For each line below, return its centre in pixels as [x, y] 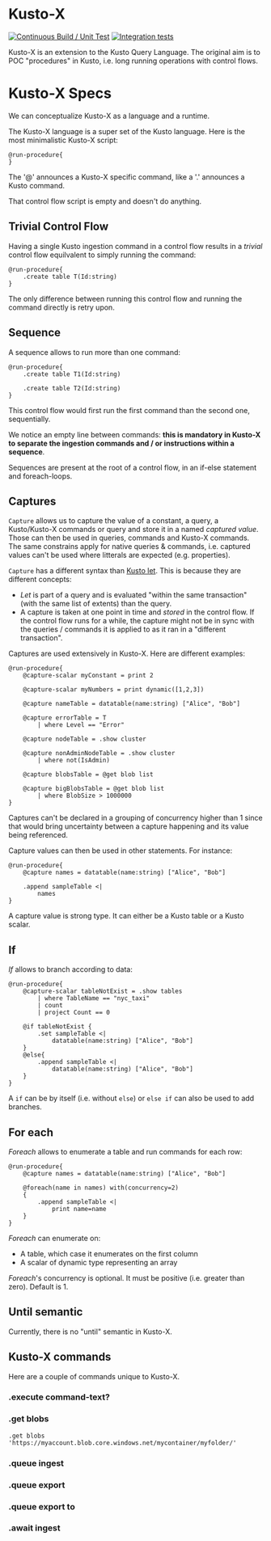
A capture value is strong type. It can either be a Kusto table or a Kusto [126, 916]
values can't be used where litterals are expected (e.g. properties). [119, 555]
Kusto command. [37, 185]
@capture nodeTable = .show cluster [85, 739]
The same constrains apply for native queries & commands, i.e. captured [129, 547]
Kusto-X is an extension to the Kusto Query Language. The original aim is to [134, 52]
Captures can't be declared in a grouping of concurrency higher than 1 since [135, 818]
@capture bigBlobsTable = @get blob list [93, 789]
